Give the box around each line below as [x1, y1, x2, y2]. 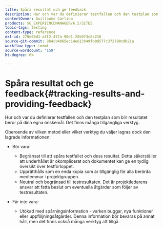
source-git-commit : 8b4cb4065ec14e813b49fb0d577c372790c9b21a [5, 39, 134, 44]
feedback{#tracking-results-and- [5, 88, 145, 99]
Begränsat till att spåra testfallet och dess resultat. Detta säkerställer [19, 153, 157, 159]
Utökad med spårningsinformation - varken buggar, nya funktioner [19, 208, 153, 214]
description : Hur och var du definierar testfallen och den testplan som [5, 12, 159, 17]
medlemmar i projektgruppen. [19, 174, 80, 180]
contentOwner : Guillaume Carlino [5, 16, 73, 21]
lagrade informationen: [5, 134, 51, 140]
